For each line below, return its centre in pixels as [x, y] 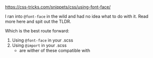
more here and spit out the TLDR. [38, 22]
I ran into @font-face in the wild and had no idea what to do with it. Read [77, 16]
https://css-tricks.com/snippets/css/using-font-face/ [58, 7]
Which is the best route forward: [37, 31]
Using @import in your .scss [39, 45]
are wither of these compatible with [55, 51]
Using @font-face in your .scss [43, 40]
